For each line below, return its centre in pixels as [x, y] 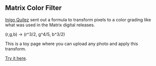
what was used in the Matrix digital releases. [50, 25]
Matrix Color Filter [34, 8]
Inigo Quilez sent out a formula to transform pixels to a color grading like [78, 19]
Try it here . [16, 58]
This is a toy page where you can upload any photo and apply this [72, 44]
